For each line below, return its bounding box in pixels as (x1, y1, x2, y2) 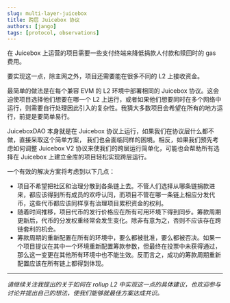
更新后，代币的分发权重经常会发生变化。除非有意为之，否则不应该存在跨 (16, 216, 221, 225)
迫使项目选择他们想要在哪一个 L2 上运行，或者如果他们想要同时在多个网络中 (7, 96, 222, 104)
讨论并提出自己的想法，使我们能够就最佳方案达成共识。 (7, 289, 163, 298)
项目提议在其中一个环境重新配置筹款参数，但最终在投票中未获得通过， (23, 242, 221, 251)
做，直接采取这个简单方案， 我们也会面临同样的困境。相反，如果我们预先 (7, 135, 213, 144)
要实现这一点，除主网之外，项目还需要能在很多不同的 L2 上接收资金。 (7, 72, 204, 80)
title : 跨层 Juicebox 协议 (7, 16, 80, 23)
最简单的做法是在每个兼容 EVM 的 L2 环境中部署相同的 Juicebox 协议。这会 (7, 87, 219, 95)
